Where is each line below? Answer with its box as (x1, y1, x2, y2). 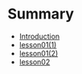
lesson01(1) (18, 39, 57, 49)
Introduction (18, 31, 60, 41)
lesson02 (18, 57, 51, 67)
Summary (7, 5, 74, 23)
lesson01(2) (18, 48, 59, 58)
